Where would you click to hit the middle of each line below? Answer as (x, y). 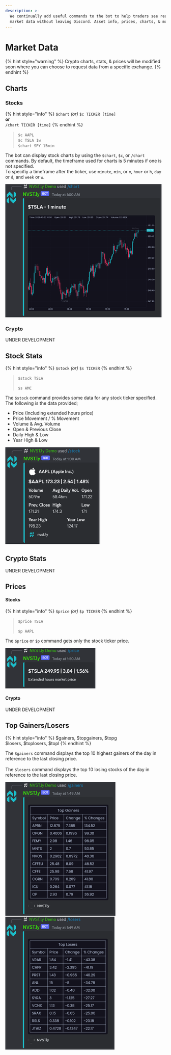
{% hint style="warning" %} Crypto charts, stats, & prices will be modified (83, 62)
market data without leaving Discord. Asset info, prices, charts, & (85, 21)
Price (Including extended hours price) (53, 413)
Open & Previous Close (37, 429)
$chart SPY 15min (36, 146)
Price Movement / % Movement (46, 418)
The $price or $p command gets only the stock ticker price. (67, 641)
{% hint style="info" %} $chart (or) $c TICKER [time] (61, 114)
